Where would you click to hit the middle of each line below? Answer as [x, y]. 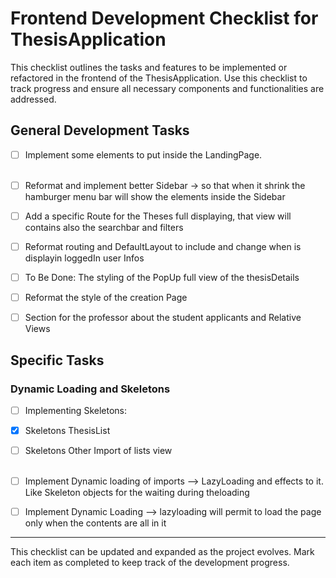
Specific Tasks [57, 360]
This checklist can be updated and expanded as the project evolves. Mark [162, 552]
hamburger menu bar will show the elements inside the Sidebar [155, 196]
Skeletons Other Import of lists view [98, 450]
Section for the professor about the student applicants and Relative [163, 318]
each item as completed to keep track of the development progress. [150, 563]
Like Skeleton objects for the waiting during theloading [137, 493]
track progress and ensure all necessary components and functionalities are [167, 88]
